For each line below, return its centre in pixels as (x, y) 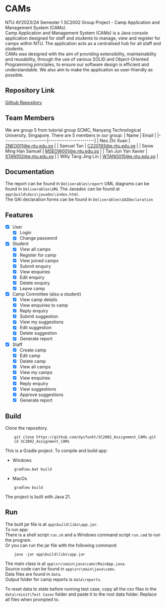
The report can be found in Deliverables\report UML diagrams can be (77, 184)
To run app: (17, 529)
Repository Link (30, 90)
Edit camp (30, 355)
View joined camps (39, 260)
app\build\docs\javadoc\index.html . (43, 194)
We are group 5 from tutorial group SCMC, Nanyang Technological (73, 130)
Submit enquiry (35, 266)
